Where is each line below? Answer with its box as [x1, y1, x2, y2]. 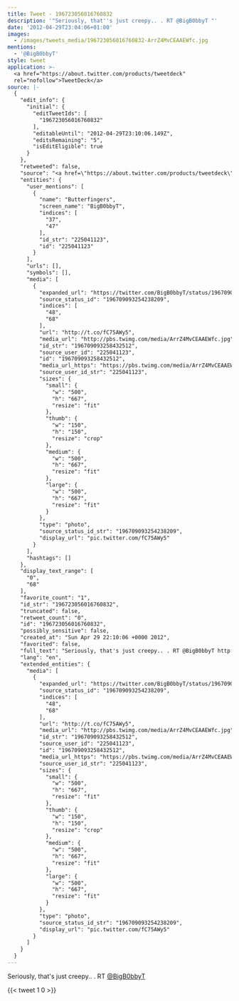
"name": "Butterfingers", [38, 196, 116, 203]
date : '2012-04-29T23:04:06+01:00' [7, 24, 113, 31]
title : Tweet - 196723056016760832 [7, 10, 113, 18]
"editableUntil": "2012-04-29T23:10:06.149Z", [33, 130, 174, 137]
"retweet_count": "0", [20, 614, 87, 621]
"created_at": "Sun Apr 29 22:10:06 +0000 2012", [20, 634, 171, 641]
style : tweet [7, 57, 46, 64]
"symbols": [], [26, 269, 72, 276]
